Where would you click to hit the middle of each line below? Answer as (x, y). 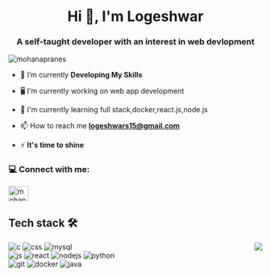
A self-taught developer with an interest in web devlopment (135, 42)
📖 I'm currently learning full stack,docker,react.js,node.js (114, 110)
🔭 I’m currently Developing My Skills (81, 75)
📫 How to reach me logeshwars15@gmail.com (100, 126)
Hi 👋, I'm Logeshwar (135, 17)
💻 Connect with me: (49, 170)
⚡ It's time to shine (52, 145)
